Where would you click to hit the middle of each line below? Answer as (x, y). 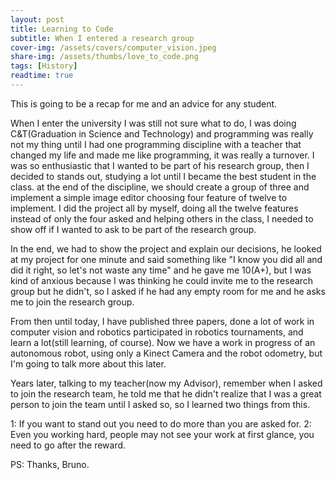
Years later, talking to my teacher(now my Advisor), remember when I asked (166, 383)
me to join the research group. (72, 302)
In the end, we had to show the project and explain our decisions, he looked (166, 248)
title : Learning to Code (62, 29)
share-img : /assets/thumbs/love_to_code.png (104, 57)
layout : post (37, 19)
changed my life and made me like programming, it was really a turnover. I (162, 155)
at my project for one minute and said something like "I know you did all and (166, 259)
